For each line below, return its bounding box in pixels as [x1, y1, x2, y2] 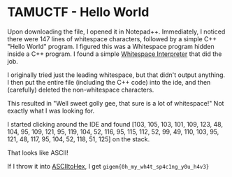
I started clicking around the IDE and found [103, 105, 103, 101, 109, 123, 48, [7, 120, 224, 128]
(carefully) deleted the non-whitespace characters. [7, 85, 154, 94]
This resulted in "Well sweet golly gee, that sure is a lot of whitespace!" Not [7, 99, 224, 107]
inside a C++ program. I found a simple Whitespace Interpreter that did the [7, 50, 222, 58]
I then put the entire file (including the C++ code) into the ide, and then [7, 78, 211, 86]
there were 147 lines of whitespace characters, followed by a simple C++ [7, 34, 217, 43]
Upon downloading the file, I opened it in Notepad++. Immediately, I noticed [7, 27, 226, 36]
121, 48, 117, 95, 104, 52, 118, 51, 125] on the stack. [7, 134, 150, 143]
